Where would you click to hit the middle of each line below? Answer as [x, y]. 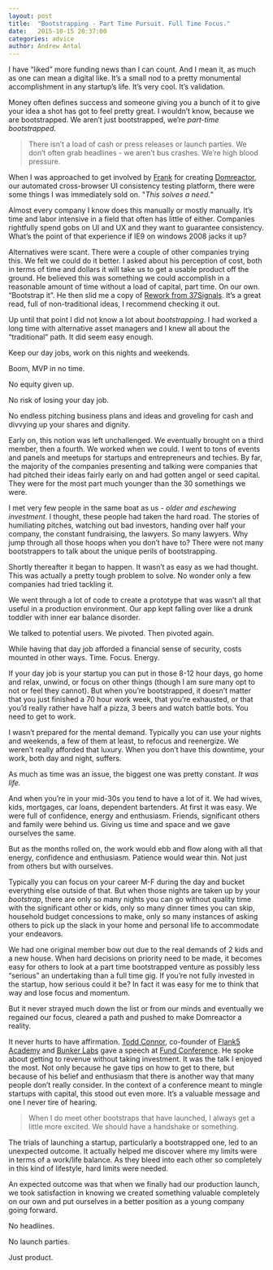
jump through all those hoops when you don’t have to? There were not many [136, 543]
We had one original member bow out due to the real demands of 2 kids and [136, 950]
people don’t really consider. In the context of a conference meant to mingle [135, 1085]
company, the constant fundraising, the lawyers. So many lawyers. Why [128, 534]
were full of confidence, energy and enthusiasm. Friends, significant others [134, 816]
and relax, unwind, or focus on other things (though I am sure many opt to [132, 682]
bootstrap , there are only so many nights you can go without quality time [130, 900]
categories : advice [41, 39]
